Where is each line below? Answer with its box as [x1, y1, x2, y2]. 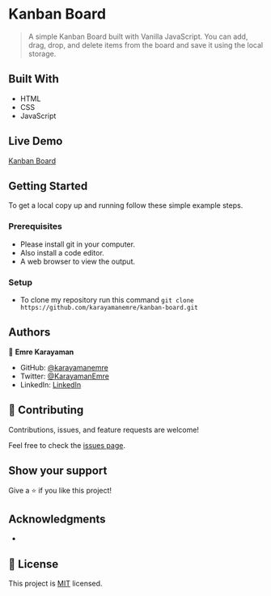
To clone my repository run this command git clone [19, 294, 194, 304]
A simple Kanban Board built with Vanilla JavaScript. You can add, [28, 32, 248, 41]
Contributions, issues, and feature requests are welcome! [8, 425, 200, 434]
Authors [8, 325, 51, 340]
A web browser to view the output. [19, 256, 136, 266]
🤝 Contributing [8, 404, 84, 417]
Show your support [8, 463, 108, 477]
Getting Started [8, 179, 88, 192]
